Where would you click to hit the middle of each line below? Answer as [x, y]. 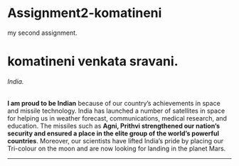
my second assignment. [42, 33]
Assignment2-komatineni [85, 13]
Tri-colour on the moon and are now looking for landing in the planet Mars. [117, 149]
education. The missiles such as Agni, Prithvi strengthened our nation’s [114, 126]
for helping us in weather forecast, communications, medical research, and [117, 118]
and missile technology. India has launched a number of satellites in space [116, 111]
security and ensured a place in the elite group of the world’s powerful [113, 133]
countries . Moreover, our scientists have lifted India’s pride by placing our [116, 141]
